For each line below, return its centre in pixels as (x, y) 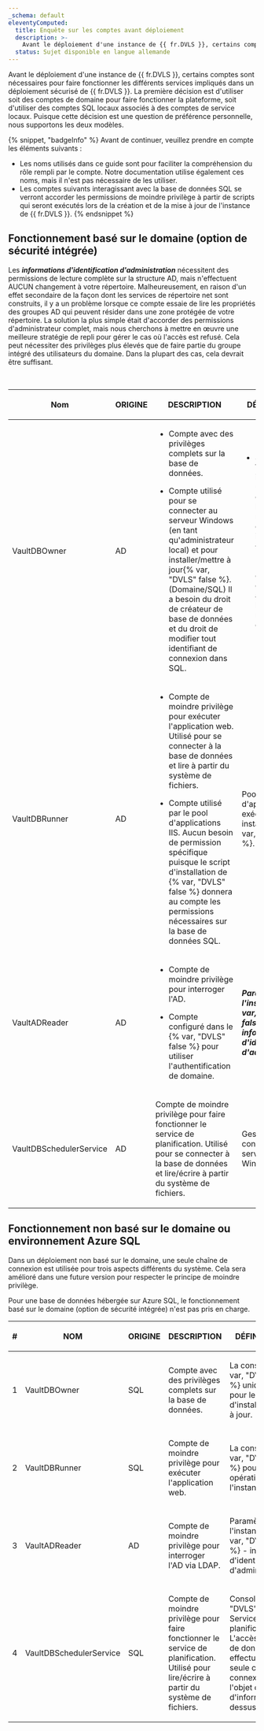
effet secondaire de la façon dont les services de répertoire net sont (119, 295)
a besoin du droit (200, 599)
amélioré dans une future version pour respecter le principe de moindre (124, 1276)
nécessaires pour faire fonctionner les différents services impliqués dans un (131, 83)
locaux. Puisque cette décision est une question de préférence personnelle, (130, 116)
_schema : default (37, 15)
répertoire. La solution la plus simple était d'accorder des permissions (121, 320)
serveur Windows (201, 520)
